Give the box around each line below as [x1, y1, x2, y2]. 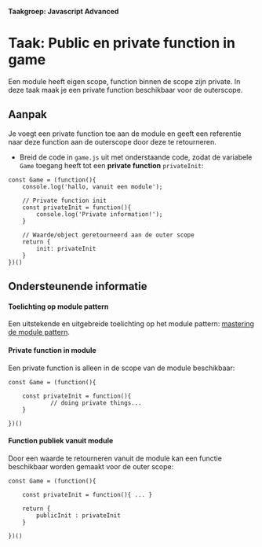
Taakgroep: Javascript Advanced [8, 7, 119, 16]
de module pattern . [8, 328, 71, 337]
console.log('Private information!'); [36, 210, 163, 218]
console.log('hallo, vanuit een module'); [22, 182, 163, 191]
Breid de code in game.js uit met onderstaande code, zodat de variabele [19, 152, 253, 162]
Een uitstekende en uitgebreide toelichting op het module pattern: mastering [8, 319, 255, 329]
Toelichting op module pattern [8, 302, 109, 311]
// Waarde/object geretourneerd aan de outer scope [22, 231, 195, 239]
